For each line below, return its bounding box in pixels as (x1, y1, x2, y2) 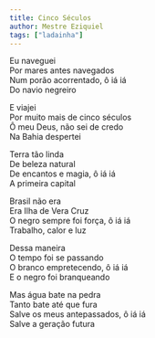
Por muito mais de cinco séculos (9, 111, 132, 123)
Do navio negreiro (9, 84, 77, 96)
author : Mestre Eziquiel (9, 22, 104, 31)
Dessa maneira (9, 243, 66, 254)
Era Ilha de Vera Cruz (9, 206, 89, 217)
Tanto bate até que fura (9, 299, 98, 311)
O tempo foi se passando (9, 252, 104, 263)
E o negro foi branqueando (9, 271, 110, 283)
